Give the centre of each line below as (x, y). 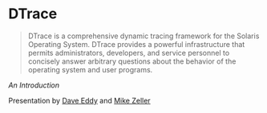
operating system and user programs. (90, 69)
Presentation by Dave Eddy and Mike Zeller (79, 100)
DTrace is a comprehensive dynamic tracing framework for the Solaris (144, 36)
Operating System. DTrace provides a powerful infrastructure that (136, 44)
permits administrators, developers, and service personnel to (129, 53)
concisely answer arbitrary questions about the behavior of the (132, 61)
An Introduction (34, 85)
